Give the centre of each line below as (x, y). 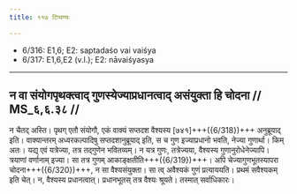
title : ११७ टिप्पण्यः (39, 17)
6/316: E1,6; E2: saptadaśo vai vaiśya (89, 50)
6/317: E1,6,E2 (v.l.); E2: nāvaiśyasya (88, 59)
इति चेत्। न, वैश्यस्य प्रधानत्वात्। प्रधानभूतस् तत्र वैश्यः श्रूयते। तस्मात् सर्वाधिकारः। (122, 180)
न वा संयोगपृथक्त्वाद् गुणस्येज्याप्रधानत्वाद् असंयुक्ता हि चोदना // (136, 96)
